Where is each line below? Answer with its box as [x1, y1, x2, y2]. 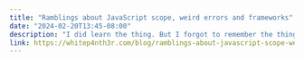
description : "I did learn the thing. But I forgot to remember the [9, 30, 273, 39]
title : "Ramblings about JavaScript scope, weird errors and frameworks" [9, 13, 294, 22]
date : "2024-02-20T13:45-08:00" [9, 22, 131, 30]
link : [9, 38, 30, 48]
